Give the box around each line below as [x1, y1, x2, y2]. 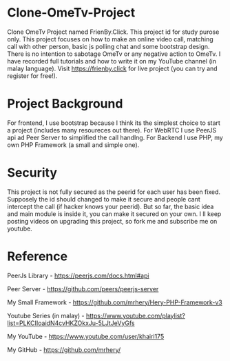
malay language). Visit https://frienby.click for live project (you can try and [7, 64, 218, 72]
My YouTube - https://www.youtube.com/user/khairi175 [7, 332, 165, 340]
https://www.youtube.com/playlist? [85, 311, 186, 320]
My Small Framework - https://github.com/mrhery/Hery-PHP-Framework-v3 [7, 298, 222, 306]
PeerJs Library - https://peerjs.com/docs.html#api [7, 271, 149, 280]
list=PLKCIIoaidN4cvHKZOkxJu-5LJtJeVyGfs [7, 319, 135, 327]
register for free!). [7, 71, 58, 80]
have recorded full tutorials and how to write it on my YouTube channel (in [7, 57, 217, 65]
